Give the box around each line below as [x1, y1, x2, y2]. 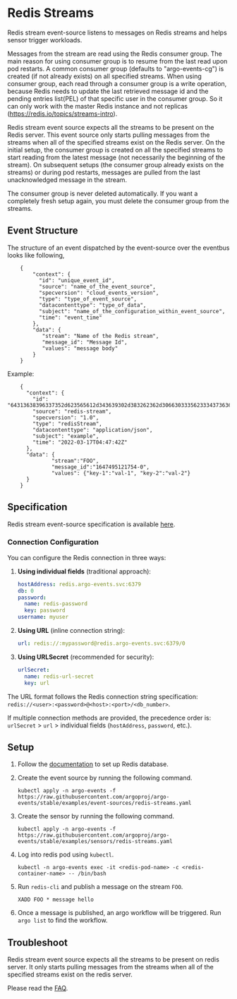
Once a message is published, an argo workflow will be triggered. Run [17, 909, 221, 917]
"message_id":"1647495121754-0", [51, 464, 150, 471]
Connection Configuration [7, 538, 99, 547]
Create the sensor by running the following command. [17, 812, 175, 821]
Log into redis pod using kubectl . [17, 850, 114, 859]
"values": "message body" [42, 344, 119, 352]
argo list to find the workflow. [17, 916, 108, 925]
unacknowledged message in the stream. [7, 175, 128, 184]
